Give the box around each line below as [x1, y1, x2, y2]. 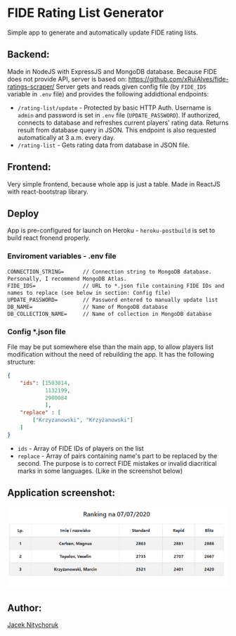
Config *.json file [7, 326, 66, 336]
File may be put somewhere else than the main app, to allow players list [7, 343, 214, 351]
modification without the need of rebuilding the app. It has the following [7, 350, 214, 358]
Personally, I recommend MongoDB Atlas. [7, 275, 128, 282]
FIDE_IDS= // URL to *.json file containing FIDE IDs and [7, 282, 225, 289]
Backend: [7, 49, 50, 61]
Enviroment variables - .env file [7, 251, 117, 261]
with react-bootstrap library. [7, 187, 89, 196]
